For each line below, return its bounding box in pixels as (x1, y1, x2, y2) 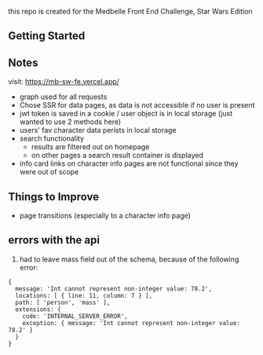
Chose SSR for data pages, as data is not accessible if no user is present (19, 101, 255, 110)
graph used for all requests (19, 92, 108, 101)
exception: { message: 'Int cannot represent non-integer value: (22, 319, 241, 327)
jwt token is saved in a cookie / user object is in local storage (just (19, 109, 233, 119)
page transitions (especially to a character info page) (19, 211, 191, 221)
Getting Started (8, 29, 86, 42)
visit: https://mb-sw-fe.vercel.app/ (8, 77, 120, 86)
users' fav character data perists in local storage (19, 126, 177, 135)
